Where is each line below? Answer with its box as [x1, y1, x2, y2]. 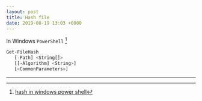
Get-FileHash [6, 49, 39, 55]
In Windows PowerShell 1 [6, 37, 67, 45]
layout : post [6, 8, 39, 15]
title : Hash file [6, 14, 50, 20]
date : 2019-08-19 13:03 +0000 [6, 20, 82, 26]
